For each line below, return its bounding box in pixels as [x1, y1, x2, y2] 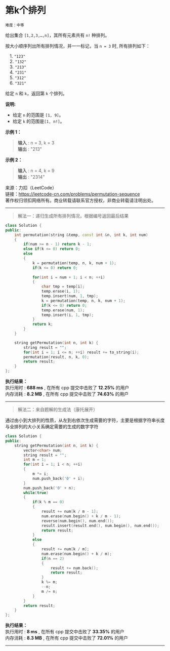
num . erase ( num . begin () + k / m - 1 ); [41, 513, 121, 519]
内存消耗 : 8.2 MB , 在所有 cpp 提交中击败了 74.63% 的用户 [5, 391, 129, 397]
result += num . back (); [50, 565, 99, 571]
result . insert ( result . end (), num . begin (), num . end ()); [41, 523, 159, 528]
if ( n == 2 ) [41, 556, 65, 561]
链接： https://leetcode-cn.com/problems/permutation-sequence [5, 191, 140, 197]
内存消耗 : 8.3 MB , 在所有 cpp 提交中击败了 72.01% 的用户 [5, 635, 128, 641]
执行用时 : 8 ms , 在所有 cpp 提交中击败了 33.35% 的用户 [5, 629, 124, 635]
